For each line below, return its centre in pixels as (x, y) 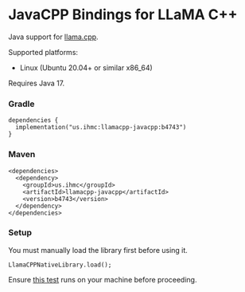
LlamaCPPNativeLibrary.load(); (60, 265)
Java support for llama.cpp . (53, 37)
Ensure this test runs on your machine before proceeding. (103, 279)
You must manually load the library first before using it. (98, 250)
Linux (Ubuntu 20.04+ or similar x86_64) (86, 67)
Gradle (21, 104)
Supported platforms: (43, 52)
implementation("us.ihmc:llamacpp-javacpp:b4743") (101, 128)
